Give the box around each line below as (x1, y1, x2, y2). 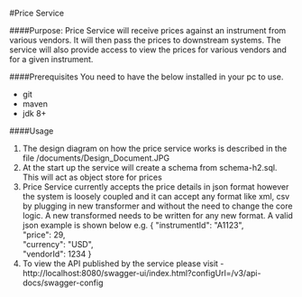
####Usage (9, 125, 54, 136)
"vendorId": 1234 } (22, 248, 92, 259)
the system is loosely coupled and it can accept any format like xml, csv (22, 191, 290, 201)
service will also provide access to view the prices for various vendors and (9, 44, 287, 55)
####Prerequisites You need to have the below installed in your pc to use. (9, 71, 284, 82)
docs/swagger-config (22, 277, 104, 288)
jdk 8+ (22, 108, 47, 118)
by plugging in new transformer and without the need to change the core (22, 200, 293, 211)
